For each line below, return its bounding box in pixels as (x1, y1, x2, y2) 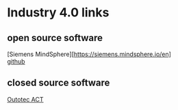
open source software (7, 32, 103, 44)
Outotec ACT (7, 95, 44, 103)
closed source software (7, 77, 110, 89)
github (7, 57, 25, 66)
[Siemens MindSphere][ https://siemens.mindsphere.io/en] (7, 50, 171, 58)
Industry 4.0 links (7, 5, 110, 20)
